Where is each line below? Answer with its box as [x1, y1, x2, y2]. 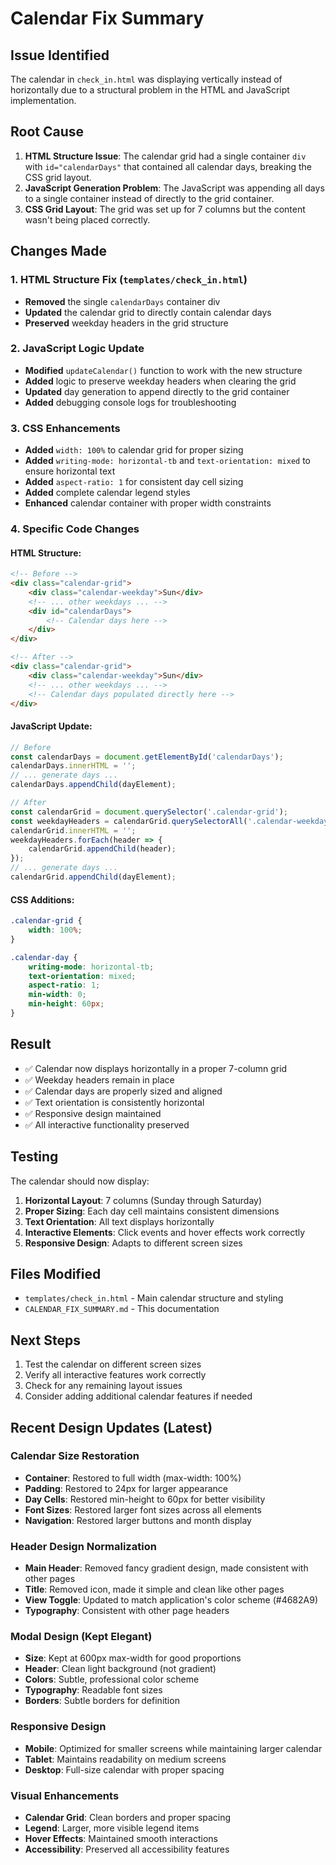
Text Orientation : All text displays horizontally [24, 1215, 215, 1227]
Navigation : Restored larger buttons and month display [24, 1514, 252, 1526]
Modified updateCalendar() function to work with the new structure [24, 364, 303, 376]
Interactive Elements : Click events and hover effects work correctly [24, 1226, 306, 1238]
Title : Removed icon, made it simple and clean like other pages [24, 1583, 285, 1596]
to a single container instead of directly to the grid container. [24, 192, 275, 204]
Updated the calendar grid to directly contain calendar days [24, 306, 272, 318]
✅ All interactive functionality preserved [24, 1118, 190, 1131]
